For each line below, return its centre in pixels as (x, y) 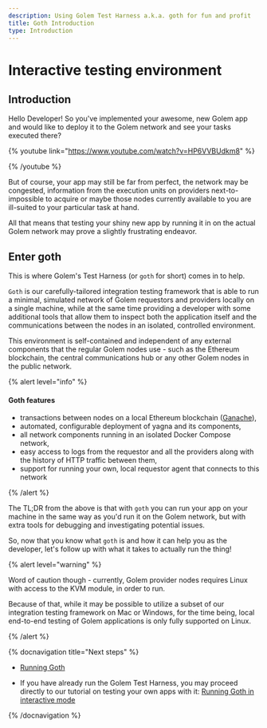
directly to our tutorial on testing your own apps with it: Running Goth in (137, 691)
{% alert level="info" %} (48, 382)
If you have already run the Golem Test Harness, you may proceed (129, 683)
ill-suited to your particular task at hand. (74, 208)
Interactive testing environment (115, 70)
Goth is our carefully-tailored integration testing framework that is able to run (133, 292)
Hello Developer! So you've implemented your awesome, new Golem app (128, 119)
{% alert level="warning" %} (55, 565)
